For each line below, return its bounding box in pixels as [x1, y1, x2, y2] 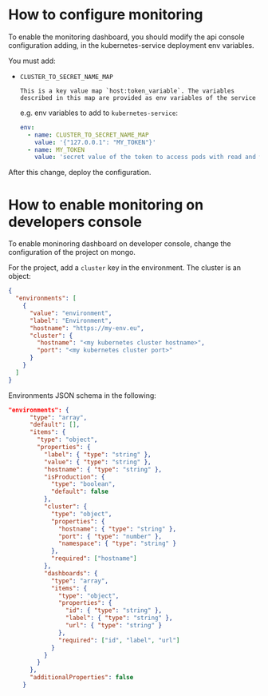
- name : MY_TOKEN [27, 145, 85, 153]
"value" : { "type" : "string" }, [43, 458, 152, 466]
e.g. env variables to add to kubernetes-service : [19, 108, 178, 117]
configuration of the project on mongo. [8, 248, 136, 257]
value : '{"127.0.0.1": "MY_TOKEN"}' [34, 138, 156, 146]
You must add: [8, 56, 56, 66]
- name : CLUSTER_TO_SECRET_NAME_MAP [27, 130, 149, 139]
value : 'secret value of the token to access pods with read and [34, 153, 257, 161]
